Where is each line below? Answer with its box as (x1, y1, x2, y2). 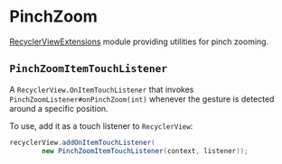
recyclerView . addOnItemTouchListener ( (9, 138, 155, 147)
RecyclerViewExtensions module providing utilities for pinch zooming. (9, 36, 269, 47)
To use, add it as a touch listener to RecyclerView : (9, 120, 193, 132)
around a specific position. (9, 103, 108, 114)
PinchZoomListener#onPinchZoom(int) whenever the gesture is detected (9, 93, 275, 105)
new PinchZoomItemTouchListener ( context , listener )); (42, 146, 249, 155)
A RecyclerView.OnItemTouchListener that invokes (9, 84, 194, 95)
